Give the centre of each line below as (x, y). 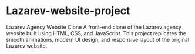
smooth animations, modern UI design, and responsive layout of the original (98, 39)
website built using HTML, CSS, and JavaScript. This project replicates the (96, 33)
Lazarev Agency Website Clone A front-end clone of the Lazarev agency (94, 27)
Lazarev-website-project (68, 11)
